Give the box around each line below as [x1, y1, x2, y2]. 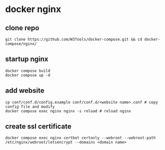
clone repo [5, 24, 40, 32]
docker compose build [5, 68, 51, 73]
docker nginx [5, 4, 62, 15]
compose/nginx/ [5, 41, 37, 46]
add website [5, 87, 45, 95]
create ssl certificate [5, 122, 72, 131]
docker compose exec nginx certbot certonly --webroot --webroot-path [5, 135, 156, 140]
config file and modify [5, 104, 55, 109]
